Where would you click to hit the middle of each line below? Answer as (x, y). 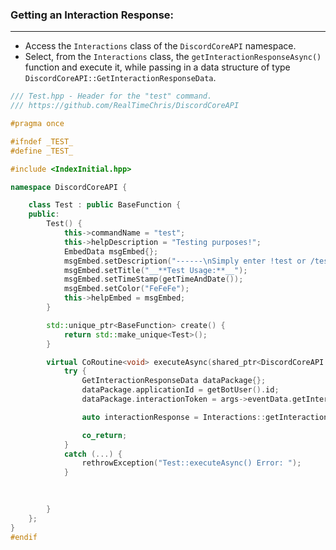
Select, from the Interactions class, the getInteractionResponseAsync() (173, 57)
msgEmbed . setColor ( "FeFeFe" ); (126, 289)
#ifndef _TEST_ (42, 141)
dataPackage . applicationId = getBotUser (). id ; (180, 390)
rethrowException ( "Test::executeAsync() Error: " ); (191, 463)
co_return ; (104, 435)
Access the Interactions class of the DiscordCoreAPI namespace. (160, 46)
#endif (24, 537)
